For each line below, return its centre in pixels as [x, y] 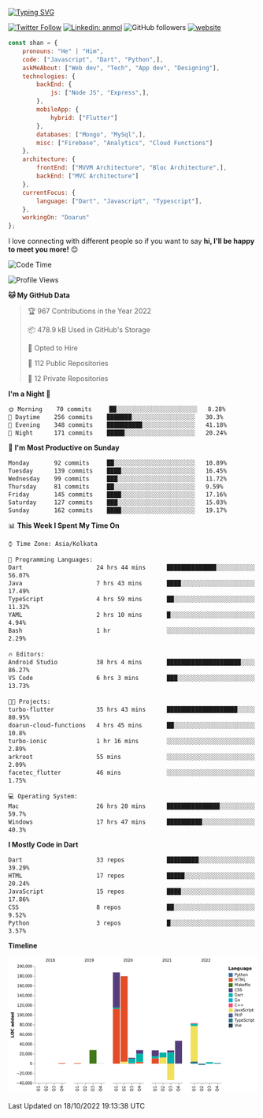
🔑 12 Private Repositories [68, 379]
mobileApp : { [58, 110]
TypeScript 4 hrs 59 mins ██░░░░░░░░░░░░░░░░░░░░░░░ [132, 600]
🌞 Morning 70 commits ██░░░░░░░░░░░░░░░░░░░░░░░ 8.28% [117, 409]
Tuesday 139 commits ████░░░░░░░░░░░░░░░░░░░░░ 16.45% [117, 471]
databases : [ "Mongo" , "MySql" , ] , [91, 134]
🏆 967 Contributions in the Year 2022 [89, 311]
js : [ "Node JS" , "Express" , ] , [100, 93]
